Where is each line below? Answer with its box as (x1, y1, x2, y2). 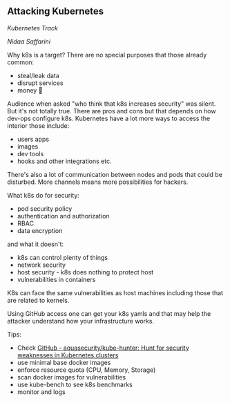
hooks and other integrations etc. (17, 157, 112, 165)
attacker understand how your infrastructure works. (7, 317, 154, 325)
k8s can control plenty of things (17, 253, 108, 261)
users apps (17, 135, 50, 143)
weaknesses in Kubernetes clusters (17, 350, 119, 359)
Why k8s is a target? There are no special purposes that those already (7, 50, 207, 59)
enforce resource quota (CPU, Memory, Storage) (17, 366, 156, 374)
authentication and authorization (17, 212, 110, 220)
